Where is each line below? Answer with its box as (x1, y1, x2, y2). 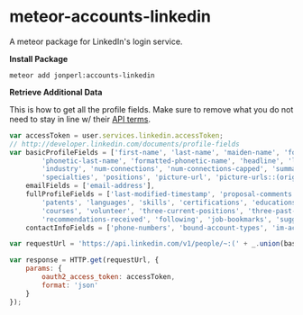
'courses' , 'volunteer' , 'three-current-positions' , (41, 206, 244, 215)
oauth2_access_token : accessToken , (41, 273, 176, 282)
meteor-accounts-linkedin (9, 6, 212, 27)
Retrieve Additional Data (9, 86, 103, 97)
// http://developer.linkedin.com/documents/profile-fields (9, 139, 241, 148)
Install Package (9, 53, 69, 64)
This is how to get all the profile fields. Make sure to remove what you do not (9, 103, 294, 114)
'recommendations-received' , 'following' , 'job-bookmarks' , (41, 214, 272, 224)
